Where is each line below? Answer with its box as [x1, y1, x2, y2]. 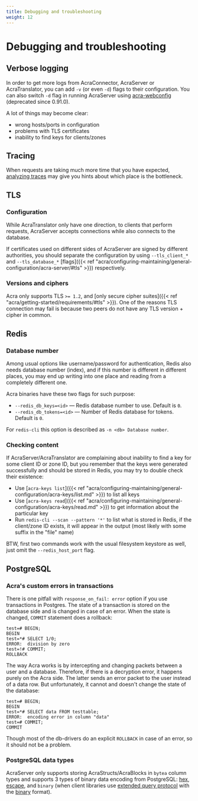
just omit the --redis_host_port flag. [6, 546, 95, 554]
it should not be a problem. [6, 741, 72, 748]
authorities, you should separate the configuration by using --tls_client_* [6, 252, 189, 259]
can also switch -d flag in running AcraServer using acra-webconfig [6, 91, 171, 98]
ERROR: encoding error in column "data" [6, 714, 110, 720]
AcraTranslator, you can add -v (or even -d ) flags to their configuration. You [6, 85, 190, 93]
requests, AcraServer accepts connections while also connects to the [6, 228, 176, 234]
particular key [14, 510, 48, 517]
